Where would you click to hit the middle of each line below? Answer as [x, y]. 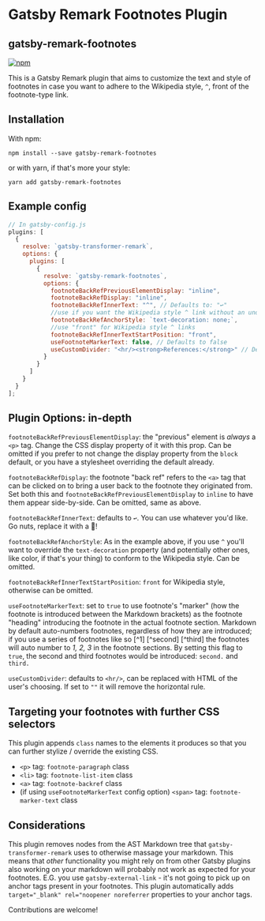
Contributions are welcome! [53, 910]
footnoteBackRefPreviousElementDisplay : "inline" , [135, 291]
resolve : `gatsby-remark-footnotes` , [105, 276]
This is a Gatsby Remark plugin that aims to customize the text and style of [129, 78]
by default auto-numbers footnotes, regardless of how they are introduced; [130, 631]
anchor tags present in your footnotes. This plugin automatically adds [121, 886]
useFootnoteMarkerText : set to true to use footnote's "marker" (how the [124, 606]
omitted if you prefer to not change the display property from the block [123, 454]
